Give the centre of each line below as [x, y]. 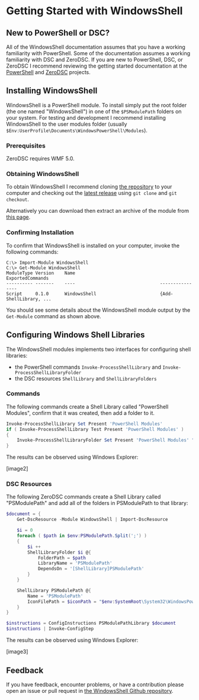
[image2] [17, 469]
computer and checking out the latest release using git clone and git [92, 193]
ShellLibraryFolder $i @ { [60, 552]
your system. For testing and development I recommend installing [86, 117]
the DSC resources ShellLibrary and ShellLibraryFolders [86, 378]
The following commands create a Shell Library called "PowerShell [87, 407]
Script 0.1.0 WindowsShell [51, 294]
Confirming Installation [40, 232]
